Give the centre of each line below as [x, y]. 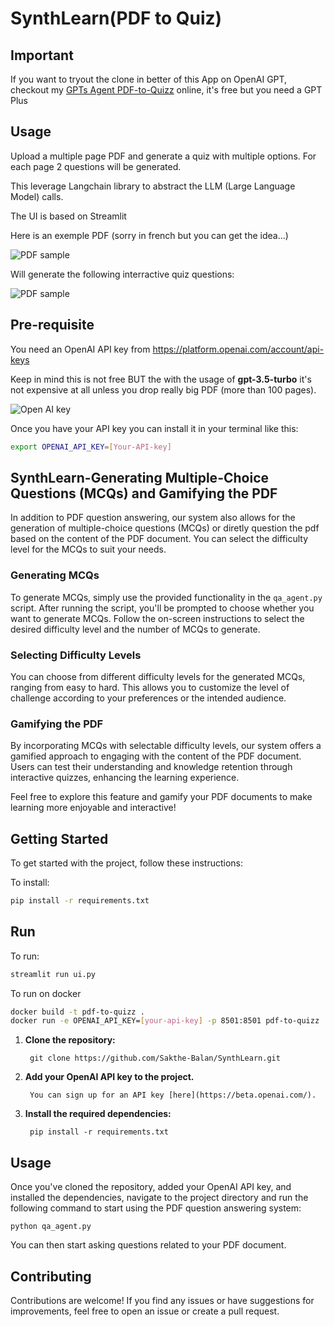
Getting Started [59, 838]
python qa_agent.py [51, 1227]
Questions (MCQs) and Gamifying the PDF [144, 493]
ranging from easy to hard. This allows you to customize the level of [150, 687]
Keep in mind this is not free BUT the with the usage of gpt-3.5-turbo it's [161, 379]
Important [42, 55]
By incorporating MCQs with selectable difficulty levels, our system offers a [166, 746]
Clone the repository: [70, 1040]
